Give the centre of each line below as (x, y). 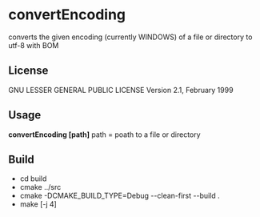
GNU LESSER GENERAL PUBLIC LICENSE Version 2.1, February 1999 (121, 90)
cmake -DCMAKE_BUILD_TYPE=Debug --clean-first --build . (120, 196)
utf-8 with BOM (34, 45)
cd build (33, 179)
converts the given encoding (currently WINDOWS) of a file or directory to (130, 37)
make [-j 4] (38, 204)
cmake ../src (40, 187)
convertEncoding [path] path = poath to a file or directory (105, 135)
